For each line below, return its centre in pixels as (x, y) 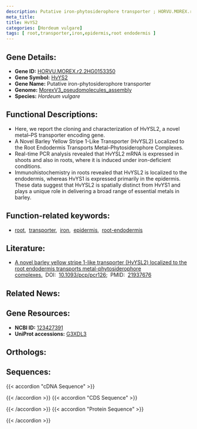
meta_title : (21, 17)
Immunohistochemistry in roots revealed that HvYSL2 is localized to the (101, 172)
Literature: (26, 248)
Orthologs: (26, 352)
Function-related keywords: (58, 216)
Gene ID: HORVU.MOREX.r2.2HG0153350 (65, 71)
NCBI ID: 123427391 (39, 327)
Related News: (33, 293)
